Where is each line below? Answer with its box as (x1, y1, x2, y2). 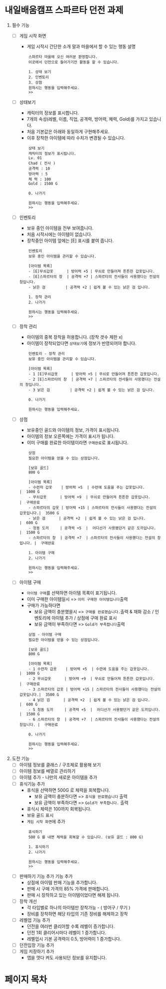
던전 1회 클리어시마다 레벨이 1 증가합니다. (26, 929, 107, 935)
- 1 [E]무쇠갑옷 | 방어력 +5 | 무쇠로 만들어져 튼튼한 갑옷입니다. (28, 372, 160, 377)
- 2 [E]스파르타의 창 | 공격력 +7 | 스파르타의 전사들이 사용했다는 (28, 377, 152, 382)
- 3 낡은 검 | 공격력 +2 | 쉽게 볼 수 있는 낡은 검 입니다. (28, 388, 155, 393)
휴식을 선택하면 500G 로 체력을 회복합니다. (26, 787, 110, 793)
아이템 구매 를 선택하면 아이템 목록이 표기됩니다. (26, 590, 117, 596)
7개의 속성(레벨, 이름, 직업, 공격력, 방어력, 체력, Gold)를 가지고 (26, 116, 148, 122)
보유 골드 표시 (26, 812, 54, 818)
